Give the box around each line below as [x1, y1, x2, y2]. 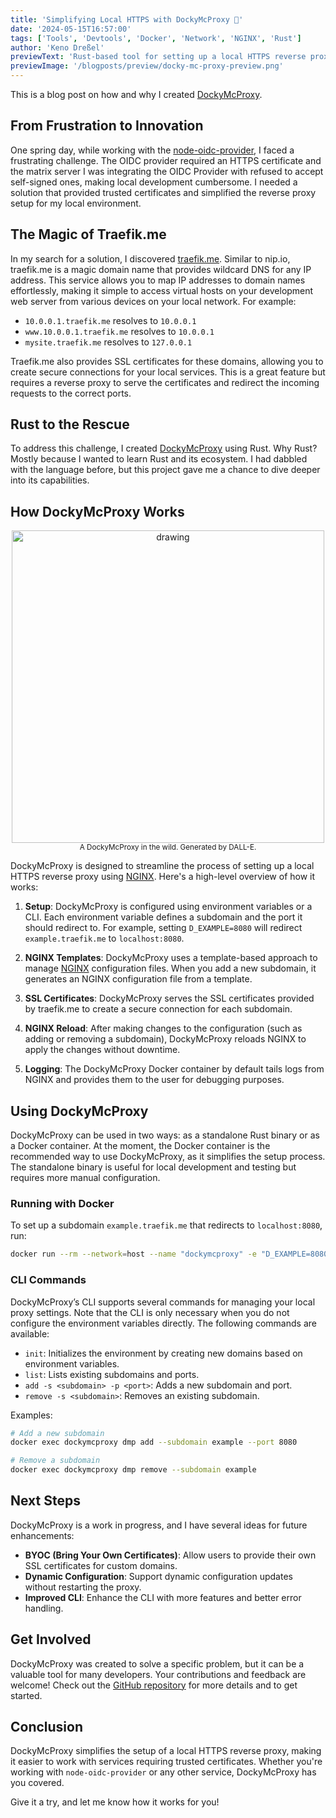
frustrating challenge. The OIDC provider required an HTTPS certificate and [10, 154, 322, 166]
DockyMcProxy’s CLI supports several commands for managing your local [10, 1296, 316, 1308]
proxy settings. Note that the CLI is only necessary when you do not [10, 1306, 290, 1318]
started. [10, 1689, 43, 1701]
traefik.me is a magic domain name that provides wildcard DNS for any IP [10, 263, 312, 275]
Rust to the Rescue [10, 416, 130, 433]
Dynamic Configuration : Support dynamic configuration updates [24, 1570, 293, 1582]
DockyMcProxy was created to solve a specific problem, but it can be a [10, 1657, 305, 1670]
